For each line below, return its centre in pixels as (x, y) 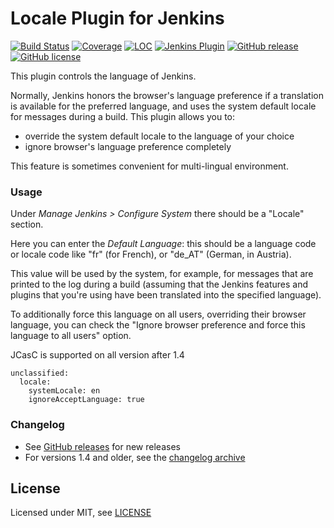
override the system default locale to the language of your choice (159, 136)
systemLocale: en (64, 391)
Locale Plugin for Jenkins (117, 18)
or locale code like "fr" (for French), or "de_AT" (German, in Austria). (151, 254)
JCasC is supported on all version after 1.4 (97, 355)
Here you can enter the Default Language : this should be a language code (163, 244)
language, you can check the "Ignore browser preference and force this (158, 325)
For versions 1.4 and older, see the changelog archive (135, 457)
